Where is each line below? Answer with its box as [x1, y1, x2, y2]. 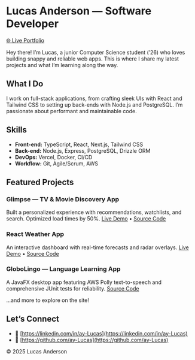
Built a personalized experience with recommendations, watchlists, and [6, 208, 182, 216]
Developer [6, 17, 59, 31]
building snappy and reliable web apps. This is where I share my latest [6, 55, 179, 62]
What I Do [6, 79, 44, 89]
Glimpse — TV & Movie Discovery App [6, 195, 120, 203]
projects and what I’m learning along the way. [6, 61, 118, 68]
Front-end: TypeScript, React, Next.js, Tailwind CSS [14, 141, 144, 148]
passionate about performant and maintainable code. [6, 107, 137, 114]
